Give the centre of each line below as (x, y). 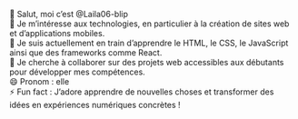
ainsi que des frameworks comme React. (86, 53)
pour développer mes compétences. (77, 72)
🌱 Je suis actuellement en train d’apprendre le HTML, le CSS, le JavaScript (149, 43)
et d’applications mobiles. (57, 33)
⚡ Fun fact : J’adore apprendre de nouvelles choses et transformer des (142, 92)
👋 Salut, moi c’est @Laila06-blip (69, 14)
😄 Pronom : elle (40, 81)
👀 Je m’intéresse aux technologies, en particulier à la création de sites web (149, 24)
